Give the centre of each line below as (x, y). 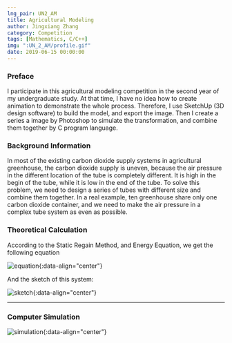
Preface (21, 76)
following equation (33, 252)
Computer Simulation (44, 317)
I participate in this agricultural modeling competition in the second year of (113, 91)
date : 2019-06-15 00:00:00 (46, 52)
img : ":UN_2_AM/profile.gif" (49, 46)
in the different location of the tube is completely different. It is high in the (112, 175)
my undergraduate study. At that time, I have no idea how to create (102, 99)
